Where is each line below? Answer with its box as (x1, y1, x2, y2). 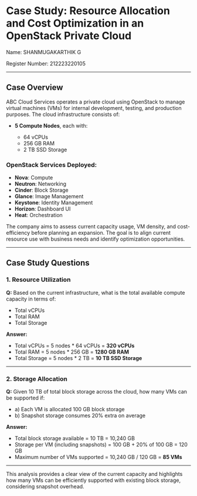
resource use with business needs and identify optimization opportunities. (6, 235, 185, 242)
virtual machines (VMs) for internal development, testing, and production (6, 104, 182, 111)
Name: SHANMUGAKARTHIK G (6, 48, 81, 55)
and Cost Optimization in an (6, 16, 144, 30)
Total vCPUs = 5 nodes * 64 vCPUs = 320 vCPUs (14, 342, 135, 349)
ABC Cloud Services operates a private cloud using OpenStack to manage (6, 98, 185, 105)
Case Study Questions (6, 258, 90, 268)
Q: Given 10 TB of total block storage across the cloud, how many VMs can (6, 388, 188, 395)
